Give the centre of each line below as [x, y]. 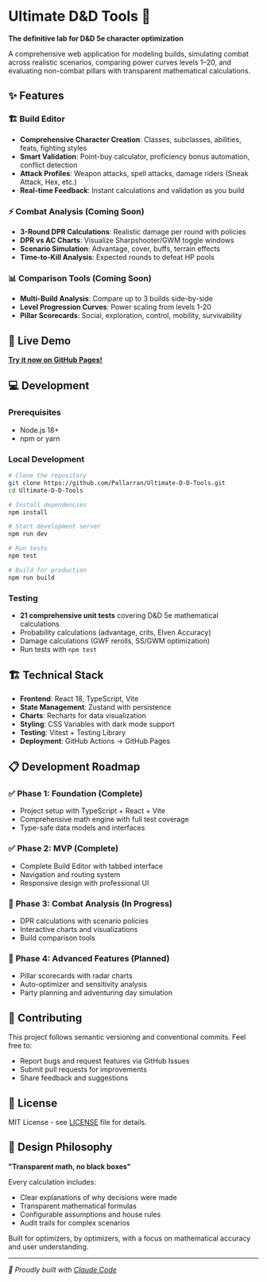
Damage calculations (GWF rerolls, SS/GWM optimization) [115, 640]
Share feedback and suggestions [74, 1078]
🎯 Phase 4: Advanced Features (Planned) [89, 958]
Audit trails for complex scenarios [75, 1222]
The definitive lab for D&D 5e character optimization [96, 38]
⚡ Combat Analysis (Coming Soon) [76, 211]
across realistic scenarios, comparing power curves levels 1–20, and [120, 62]
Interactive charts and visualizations [79, 930]
